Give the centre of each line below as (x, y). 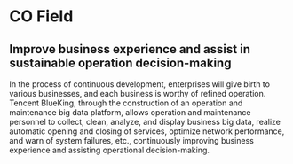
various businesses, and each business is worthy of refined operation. (138, 94)
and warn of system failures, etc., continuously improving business (132, 141)
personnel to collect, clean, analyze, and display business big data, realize (145, 122)
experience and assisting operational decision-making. (110, 150)
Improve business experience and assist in (130, 49)
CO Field (41, 16)
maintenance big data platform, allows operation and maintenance (130, 112)
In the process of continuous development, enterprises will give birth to (140, 84)
